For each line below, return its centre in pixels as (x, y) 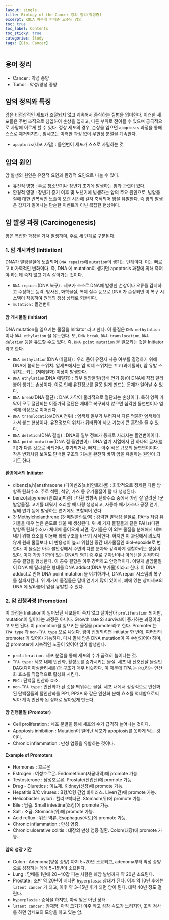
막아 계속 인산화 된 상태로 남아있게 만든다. (53, 699)
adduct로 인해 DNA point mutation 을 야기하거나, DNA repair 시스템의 (82, 573)
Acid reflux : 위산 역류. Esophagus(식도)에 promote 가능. (70, 818)
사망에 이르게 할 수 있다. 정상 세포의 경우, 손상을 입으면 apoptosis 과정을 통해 (86, 128)
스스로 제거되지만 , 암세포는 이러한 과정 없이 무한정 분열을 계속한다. (71, 134)
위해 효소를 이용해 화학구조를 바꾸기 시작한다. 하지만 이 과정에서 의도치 (91, 535)
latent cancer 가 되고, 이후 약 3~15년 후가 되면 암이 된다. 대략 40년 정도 (84, 887)
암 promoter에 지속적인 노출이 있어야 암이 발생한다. (56, 644)
